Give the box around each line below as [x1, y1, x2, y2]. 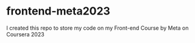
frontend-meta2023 [6, 4, 111, 18]
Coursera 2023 [6, 30, 44, 38]
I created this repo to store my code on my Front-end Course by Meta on [6, 24, 189, 31]
